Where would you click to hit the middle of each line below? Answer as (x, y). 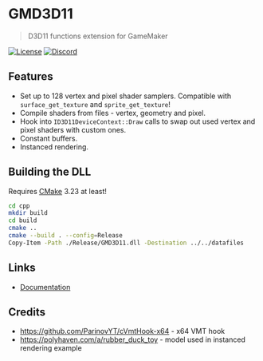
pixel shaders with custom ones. (73, 129)
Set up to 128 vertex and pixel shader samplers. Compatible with (126, 96)
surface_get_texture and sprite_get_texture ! (95, 104)
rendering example (51, 348)
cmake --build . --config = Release (66, 236)
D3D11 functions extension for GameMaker (98, 36)
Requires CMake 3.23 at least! (58, 191)
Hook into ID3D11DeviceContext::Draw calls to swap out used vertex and (137, 121)
